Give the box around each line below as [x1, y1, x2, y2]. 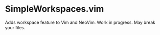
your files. [5, 24, 25, 30]
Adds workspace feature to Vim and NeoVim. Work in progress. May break [5, 19, 156, 25]
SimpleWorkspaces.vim [5, 3, 104, 15]
